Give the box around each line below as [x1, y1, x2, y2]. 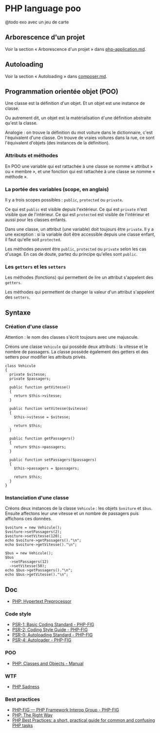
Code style [5, 611, 32, 617]
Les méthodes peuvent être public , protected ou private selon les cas [5, 246, 147, 252]
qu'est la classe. [5, 120, 38, 126]
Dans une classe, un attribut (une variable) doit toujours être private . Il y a [5, 226, 154, 232]
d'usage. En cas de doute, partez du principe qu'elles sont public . [5, 251, 138, 257]
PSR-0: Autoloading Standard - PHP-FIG [12, 632, 93, 638]
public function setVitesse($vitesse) [9, 406, 89, 411]
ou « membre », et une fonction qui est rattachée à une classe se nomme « [5, 168, 156, 174]
